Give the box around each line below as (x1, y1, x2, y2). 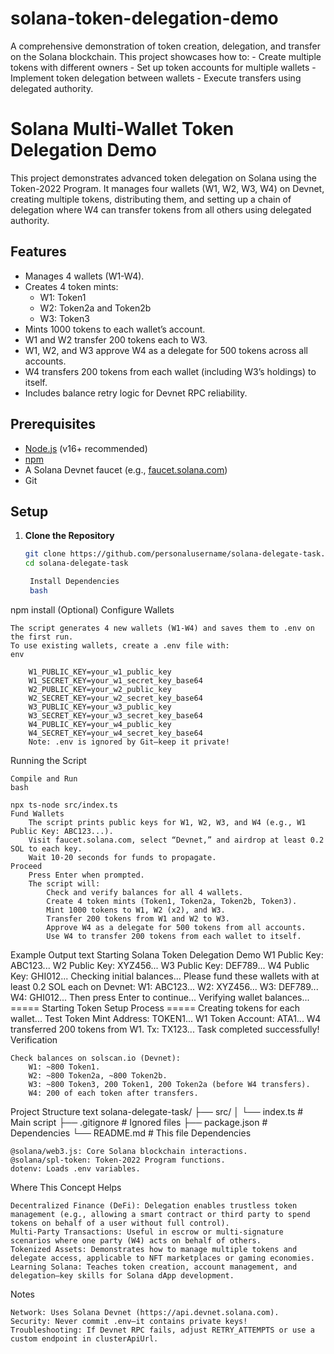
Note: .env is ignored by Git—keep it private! (28, 737, 230, 747)
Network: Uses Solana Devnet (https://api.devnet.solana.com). (10, 1307, 280, 1317)
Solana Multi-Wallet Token (10, 118, 235, 141)
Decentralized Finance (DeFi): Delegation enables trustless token (10, 1200, 298, 1211)
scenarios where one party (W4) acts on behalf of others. (10, 1235, 262, 1246)
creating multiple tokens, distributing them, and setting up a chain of (10, 193, 292, 205)
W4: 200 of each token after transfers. (28, 1088, 199, 1098)
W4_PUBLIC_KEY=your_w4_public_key (28, 719, 172, 729)
